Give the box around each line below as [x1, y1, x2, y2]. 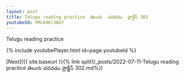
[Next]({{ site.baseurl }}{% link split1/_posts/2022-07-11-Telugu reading [6, 58, 179, 65]
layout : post [6, 8, 38, 15]
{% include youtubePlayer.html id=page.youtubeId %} [6, 47, 137, 54]
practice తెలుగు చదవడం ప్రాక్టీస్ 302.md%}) [6, 65, 103, 72]
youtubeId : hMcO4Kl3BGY [6, 19, 65, 25]
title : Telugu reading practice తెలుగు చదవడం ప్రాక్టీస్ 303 [6, 14, 149, 20]
